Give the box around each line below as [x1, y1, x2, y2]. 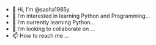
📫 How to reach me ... [12, 32, 69, 39]
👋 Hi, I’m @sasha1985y [12, 6, 70, 13]
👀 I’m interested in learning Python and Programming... [12, 12, 150, 19]
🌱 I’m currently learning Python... [12, 19, 95, 26]
